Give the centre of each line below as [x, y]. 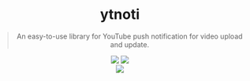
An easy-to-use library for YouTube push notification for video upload [129, 36]
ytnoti [120, 15]
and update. [130, 44]
